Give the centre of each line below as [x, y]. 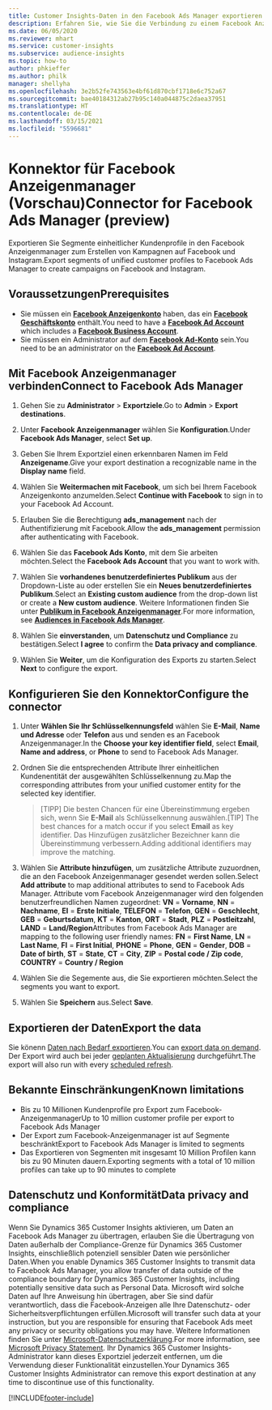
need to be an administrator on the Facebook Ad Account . [118, 348]
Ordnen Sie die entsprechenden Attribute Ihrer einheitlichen [119, 768]
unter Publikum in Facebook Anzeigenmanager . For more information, [138, 611]
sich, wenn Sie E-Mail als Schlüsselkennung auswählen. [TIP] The [149, 818]
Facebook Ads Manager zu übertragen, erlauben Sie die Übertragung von [132, 1236]
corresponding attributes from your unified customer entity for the [130, 785]
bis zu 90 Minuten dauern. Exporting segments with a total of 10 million [138, 1161]
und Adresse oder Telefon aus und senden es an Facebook [120, 735]
